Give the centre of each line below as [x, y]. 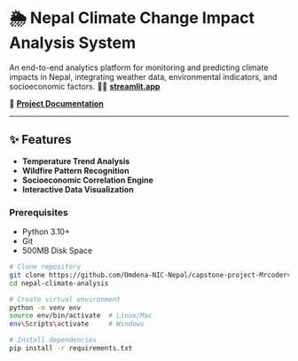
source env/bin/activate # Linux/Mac [81, 316]
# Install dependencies [53, 340]
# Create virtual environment [65, 299]
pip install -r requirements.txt [71, 349]
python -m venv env [45, 308]
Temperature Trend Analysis [76, 161]
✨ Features [40, 140]
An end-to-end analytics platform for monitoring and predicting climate [139, 67]
